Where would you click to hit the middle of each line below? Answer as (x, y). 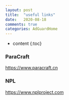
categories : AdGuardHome (31, 29)
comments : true (21, 24)
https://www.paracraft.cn (32, 68)
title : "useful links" (30, 15)
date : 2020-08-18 (26, 19)
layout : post (19, 10)
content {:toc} (27, 43)
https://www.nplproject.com (34, 92)
